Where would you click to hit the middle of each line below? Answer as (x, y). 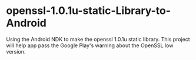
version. (16, 51)
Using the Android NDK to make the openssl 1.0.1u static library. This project (98, 39)
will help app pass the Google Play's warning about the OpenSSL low (90, 45)
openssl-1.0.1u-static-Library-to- (89, 11)
